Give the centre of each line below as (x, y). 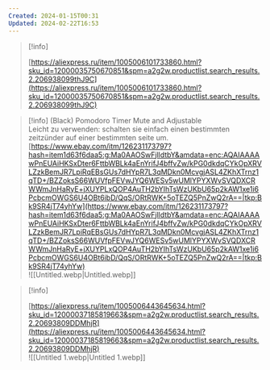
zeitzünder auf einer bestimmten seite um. (98, 137)
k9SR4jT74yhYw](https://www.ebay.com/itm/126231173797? (128, 206)
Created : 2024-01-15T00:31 (54, 16)
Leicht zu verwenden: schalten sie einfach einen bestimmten (129, 129)
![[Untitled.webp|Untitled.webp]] (82, 274)
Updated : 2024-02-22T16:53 (54, 23)
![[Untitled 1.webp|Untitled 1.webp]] (87, 357)
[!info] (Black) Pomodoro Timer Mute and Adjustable (115, 120)
